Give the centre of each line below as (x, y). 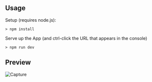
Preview (18, 62)
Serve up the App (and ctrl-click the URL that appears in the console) (76, 38)
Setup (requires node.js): (31, 20)
